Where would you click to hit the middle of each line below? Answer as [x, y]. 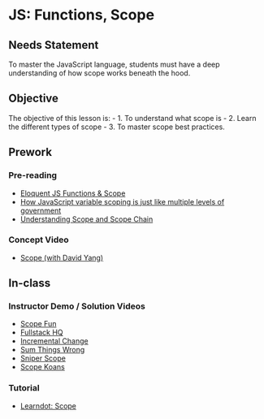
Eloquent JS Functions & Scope [73, 193]
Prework [30, 152]
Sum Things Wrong [52, 350]
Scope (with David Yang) [62, 257]
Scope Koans [42, 367]
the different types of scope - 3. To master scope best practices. [117, 127]
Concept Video [39, 240]
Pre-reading [33, 175]
